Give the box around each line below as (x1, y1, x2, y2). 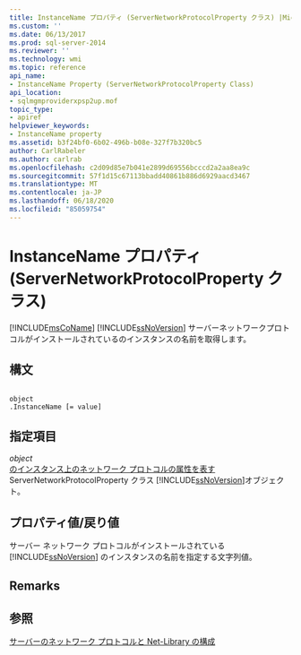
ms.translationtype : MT (9, 180, 99, 189)
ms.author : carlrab (9, 154, 82, 164)
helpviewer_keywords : (9, 122, 90, 131)
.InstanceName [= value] (9, 402, 102, 411)
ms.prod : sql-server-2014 (9, 38, 106, 47)
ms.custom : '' (9, 22, 63, 30)
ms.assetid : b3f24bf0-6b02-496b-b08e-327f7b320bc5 (9, 138, 202, 147)
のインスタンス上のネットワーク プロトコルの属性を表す (9, 463, 216, 475)
